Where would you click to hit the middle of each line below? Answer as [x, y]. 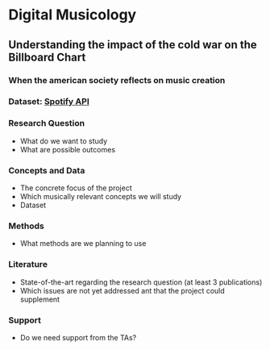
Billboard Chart [47, 57]
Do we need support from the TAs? [78, 337]
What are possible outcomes [67, 149]
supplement [40, 299]
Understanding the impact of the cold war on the [133, 45]
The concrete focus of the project [76, 188]
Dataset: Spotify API [49, 102]
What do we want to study [64, 141]
